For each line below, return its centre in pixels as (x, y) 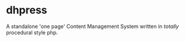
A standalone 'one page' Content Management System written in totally (92, 26)
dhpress (27, 10)
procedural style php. (32, 32)
